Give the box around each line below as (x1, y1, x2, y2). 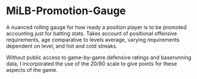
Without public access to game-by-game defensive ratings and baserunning (6, 54, 192, 61)
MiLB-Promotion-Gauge (6, 4, 126, 18)
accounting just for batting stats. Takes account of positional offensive (6, 29, 178, 37)
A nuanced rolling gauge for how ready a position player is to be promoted (6, 24, 187, 31)
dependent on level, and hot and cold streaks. (6, 42, 118, 50)
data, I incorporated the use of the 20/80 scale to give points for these (6, 60, 178, 67)
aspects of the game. (6, 66, 58, 73)
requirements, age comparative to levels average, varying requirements (6, 36, 180, 43)
